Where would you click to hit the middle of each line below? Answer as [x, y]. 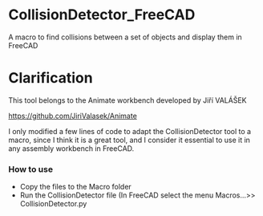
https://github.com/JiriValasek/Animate [73, 116]
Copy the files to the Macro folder [76, 187]
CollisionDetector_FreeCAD [102, 15]
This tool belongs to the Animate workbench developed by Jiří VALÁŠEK [127, 100]
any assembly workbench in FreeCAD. [71, 148]
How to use [31, 169]
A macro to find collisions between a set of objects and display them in [125, 37]
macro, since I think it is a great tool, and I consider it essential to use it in [129, 140]
